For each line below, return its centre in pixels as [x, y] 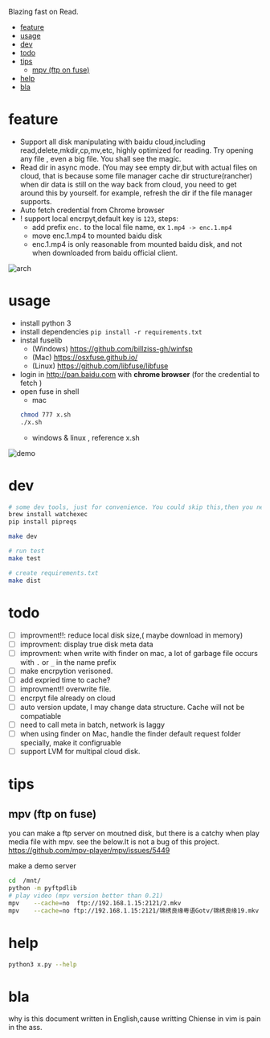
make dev [23, 537]
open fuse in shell [49, 391]
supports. [36, 201]
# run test [27, 551]
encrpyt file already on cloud [67, 698]
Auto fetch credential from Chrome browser [92, 210]
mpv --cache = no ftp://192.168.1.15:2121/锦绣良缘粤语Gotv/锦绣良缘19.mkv [134, 911]
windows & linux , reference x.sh [86, 437]
